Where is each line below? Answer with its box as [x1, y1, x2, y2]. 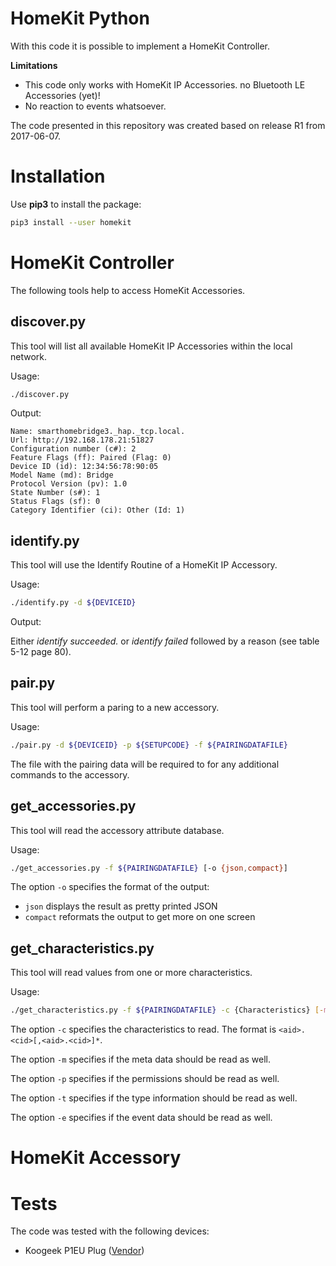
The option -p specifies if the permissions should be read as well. [10, 1073, 280, 1085]
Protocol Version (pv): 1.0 [10, 479, 128, 489]
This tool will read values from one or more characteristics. [10, 967, 253, 979]
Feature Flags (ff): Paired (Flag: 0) [10, 453, 172, 463]
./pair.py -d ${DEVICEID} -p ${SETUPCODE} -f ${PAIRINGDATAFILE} [10, 740, 288, 750]
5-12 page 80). [10, 646, 72, 658]
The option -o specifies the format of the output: [10, 881, 210, 893]
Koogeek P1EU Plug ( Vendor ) [24, 1245, 145, 1257]
